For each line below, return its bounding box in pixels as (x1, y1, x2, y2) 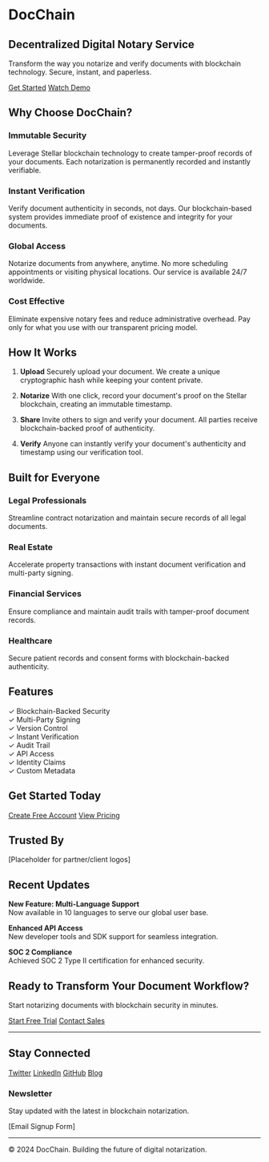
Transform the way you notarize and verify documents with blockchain (8, 59, 242, 68)
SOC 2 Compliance (8, 947, 73, 957)
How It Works (8, 345, 78, 359)
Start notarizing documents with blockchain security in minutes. (8, 1000, 219, 1011)
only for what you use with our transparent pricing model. (8, 322, 199, 332)
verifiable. (8, 165, 42, 175)
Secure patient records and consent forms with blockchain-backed (8, 653, 230, 663)
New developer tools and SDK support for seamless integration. (8, 932, 219, 942)
